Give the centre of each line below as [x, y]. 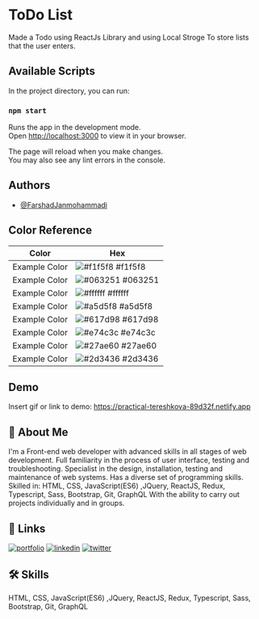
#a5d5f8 [136, 306]
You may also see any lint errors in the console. [87, 160]
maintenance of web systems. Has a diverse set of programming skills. [126, 478]
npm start [27, 110]
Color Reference [50, 231]
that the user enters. [42, 45]
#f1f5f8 [131, 267]
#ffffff [118, 293]
